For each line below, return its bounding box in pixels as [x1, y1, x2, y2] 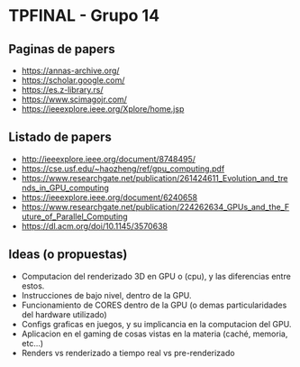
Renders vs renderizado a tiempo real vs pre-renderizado [21, 347, 235, 358]
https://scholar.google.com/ [21, 75, 125, 86]
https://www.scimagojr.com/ [21, 94, 128, 105]
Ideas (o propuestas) [8, 247, 128, 262]
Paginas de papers [8, 41, 115, 57]
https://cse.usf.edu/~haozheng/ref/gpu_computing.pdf [21, 163, 225, 174]
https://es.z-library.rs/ [21, 85, 105, 95]
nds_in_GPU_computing [21, 182, 110, 193]
